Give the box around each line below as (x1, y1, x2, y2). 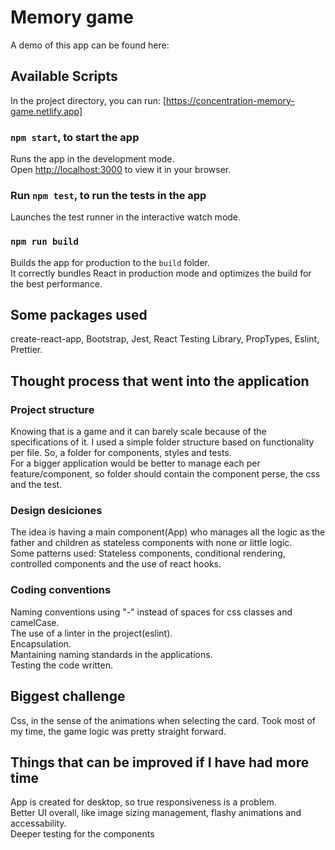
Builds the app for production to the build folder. (10, 256, 211, 268)
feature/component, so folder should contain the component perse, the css (10, 468, 321, 480)
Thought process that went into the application (10, 372, 310, 390)
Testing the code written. (10, 659, 114, 671)
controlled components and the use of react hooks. (10, 558, 222, 570)
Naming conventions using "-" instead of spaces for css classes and (10, 606, 293, 618)
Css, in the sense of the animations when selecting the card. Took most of (10, 714, 316, 726)
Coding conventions (10, 583, 112, 597)
